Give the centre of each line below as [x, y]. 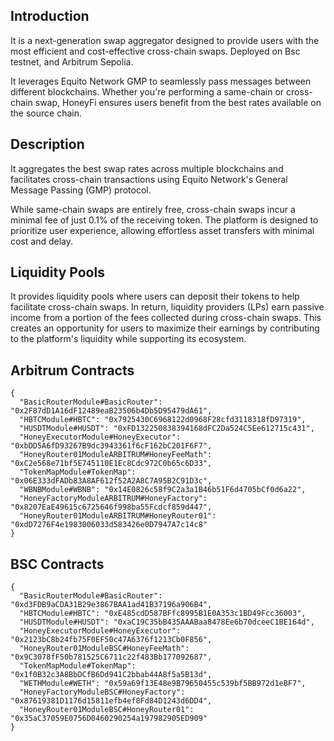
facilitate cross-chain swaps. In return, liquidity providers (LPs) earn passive [167, 307]
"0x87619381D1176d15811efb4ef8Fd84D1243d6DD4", [111, 701]
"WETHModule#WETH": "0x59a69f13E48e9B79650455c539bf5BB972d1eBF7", [163, 684]
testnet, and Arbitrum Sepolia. [72, 61]
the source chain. [46, 113]
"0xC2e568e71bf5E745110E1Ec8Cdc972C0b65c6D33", [111, 464]
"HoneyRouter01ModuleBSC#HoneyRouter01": [107, 710]
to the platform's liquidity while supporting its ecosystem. [128, 339]
